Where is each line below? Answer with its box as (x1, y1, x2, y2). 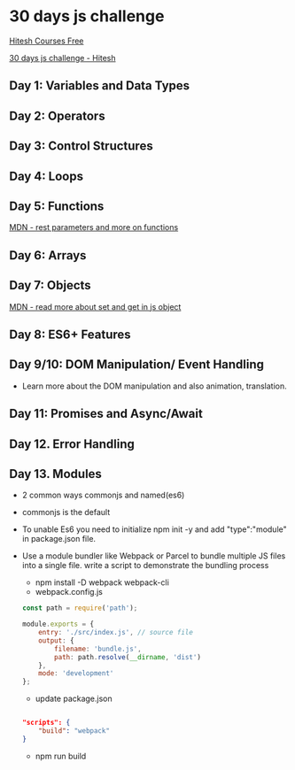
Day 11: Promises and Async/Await (9, 406, 204, 421)
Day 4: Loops (9, 168, 84, 183)
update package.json (35, 693, 113, 705)
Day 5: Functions (9, 198, 105, 213)
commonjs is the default (21, 507, 111, 518)
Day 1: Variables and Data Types (9, 78, 190, 94)
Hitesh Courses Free (9, 35, 84, 46)
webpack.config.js (35, 587, 104, 597)
